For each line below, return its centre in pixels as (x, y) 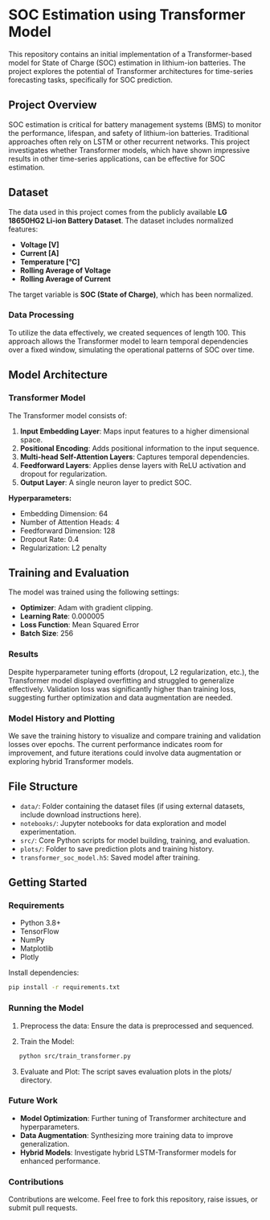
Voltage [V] (39, 244)
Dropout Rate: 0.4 (49, 539)
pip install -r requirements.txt (64, 988)
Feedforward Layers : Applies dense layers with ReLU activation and (133, 465)
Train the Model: (47, 1041)
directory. (36, 1080)
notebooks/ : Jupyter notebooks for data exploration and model (123, 823)
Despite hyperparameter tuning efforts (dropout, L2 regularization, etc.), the (134, 672)
